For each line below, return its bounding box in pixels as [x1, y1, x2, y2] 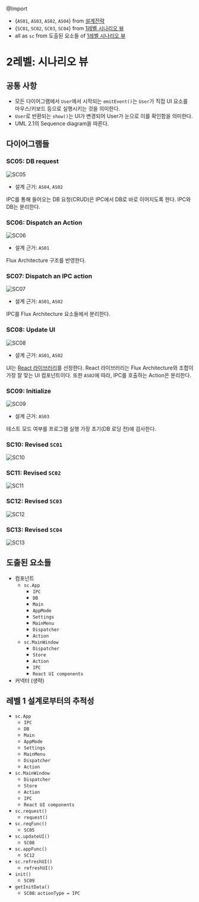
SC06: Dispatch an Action [6, 218, 83, 227]
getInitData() [14, 884, 50, 890]
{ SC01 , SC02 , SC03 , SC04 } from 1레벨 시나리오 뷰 [14, 25, 124, 32]
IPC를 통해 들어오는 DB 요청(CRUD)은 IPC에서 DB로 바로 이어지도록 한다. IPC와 [6, 196, 191, 203]
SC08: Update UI [6, 325, 55, 334]
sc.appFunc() [14, 846, 48, 852]
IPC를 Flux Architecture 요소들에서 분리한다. [6, 311, 111, 318]
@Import [6, 5, 28, 12]
